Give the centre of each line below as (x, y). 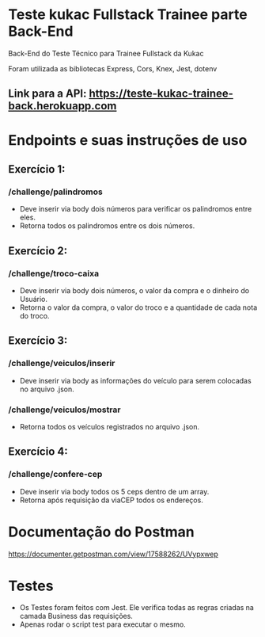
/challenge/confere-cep (55, 475)
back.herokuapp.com (62, 106)
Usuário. (33, 299)
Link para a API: (47, 94)
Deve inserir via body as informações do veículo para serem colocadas (135, 380)
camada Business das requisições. (76, 616)
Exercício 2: (38, 251)
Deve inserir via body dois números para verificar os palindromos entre (136, 209)
